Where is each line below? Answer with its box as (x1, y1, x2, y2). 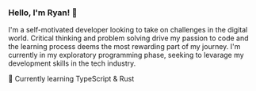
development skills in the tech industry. (8, 59, 136, 68)
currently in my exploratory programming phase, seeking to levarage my (8, 51, 244, 60)
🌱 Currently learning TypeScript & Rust (8, 74, 135, 84)
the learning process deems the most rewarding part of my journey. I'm (8, 42, 241, 51)
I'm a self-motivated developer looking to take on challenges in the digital (8, 25, 248, 35)
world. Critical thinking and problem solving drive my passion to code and (8, 33, 249, 43)
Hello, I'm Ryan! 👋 (8, 7, 78, 18)
